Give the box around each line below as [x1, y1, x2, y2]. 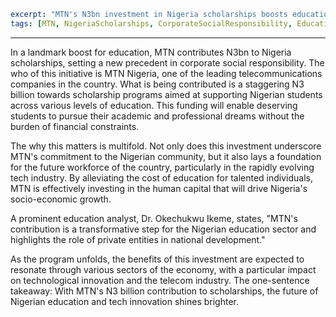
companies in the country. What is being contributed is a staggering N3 [10, 78, 305, 90]
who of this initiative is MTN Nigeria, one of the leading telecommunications [10, 67, 323, 79]
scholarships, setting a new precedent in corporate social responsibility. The [10, 56, 325, 69]
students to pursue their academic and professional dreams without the [10, 110, 305, 122]
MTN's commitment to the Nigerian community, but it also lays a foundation [10, 150, 322, 162]
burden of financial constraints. [10, 120, 140, 132]
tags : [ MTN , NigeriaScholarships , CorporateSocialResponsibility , [10, 18, 293, 29]
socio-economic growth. [10, 193, 112, 205]
